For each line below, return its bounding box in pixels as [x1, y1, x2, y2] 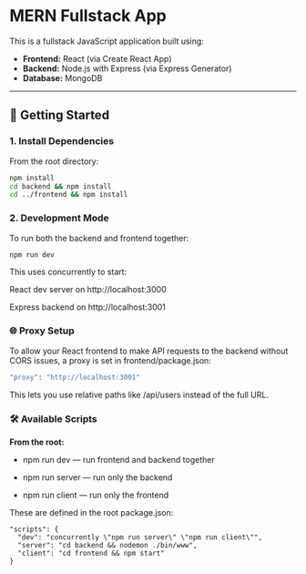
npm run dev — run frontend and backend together [22, 454, 216, 465]
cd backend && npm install [9, 181, 112, 191]
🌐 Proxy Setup [9, 324, 75, 337]
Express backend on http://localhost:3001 [9, 302, 167, 313]
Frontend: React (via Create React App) [22, 53, 172, 64]
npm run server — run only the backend [22, 471, 173, 483]
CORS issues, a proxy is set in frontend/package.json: [9, 354, 211, 365]
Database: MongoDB [22, 72, 103, 83]
